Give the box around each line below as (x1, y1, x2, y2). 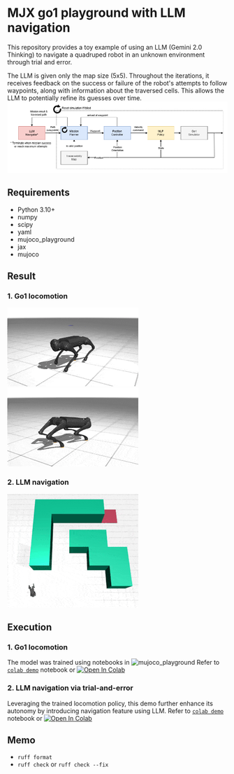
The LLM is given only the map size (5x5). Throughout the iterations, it (7, 71, 210, 80)
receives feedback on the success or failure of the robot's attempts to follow (7, 78, 228, 87)
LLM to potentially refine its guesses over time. (7, 93, 142, 102)
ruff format (17, 754, 52, 761)
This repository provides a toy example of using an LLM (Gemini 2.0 (7, 43, 203, 51)
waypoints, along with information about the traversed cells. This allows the (7, 86, 225, 95)
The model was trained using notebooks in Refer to (7, 658, 220, 667)
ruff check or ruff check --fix (17, 760, 109, 768)
